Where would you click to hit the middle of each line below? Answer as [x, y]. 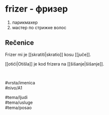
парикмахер [25, 22]
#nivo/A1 [14, 88]
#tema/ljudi [16, 97]
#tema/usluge [19, 102]
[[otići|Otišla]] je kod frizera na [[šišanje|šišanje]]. [55, 64]
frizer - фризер [36, 9]
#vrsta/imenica [20, 82]
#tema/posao [18, 107]
